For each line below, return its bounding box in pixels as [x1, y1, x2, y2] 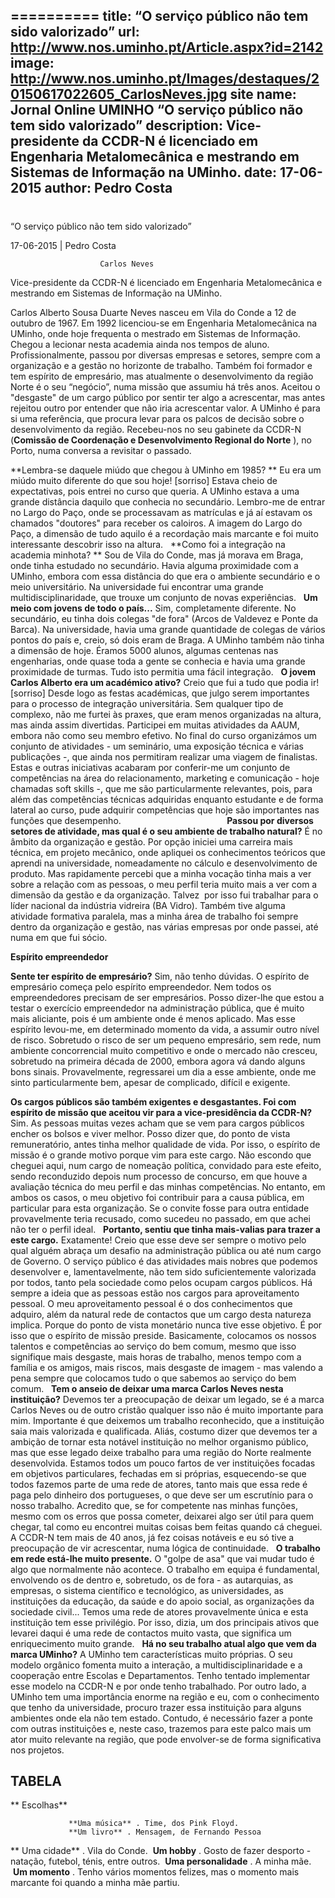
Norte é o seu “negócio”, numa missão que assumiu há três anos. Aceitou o [10, 380, 321, 393]
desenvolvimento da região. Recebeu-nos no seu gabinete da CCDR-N [10, 423, 302, 435]
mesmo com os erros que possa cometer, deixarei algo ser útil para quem [10, 1510, 315, 1522]
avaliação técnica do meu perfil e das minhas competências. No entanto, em [10, 1180, 326, 1193]
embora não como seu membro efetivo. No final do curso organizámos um [10, 729, 318, 741]
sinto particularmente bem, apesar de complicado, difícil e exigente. [10, 1076, 291, 1088]
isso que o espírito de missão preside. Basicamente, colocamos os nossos [10, 1329, 317, 1341]
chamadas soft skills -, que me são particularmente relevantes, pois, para [10, 782, 313, 794]
